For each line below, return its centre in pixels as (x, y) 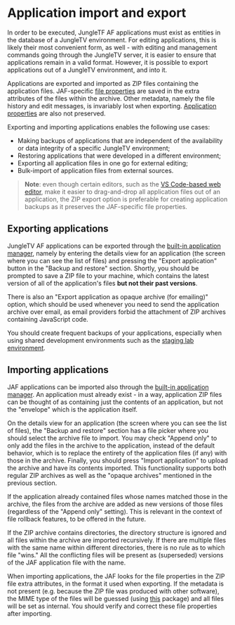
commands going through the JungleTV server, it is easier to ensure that (112, 55)
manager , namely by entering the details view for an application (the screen (116, 253)
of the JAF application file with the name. (67, 562)
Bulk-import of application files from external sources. (95, 170)
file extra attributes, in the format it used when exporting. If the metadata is (116, 583)
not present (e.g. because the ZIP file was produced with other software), (113, 591)
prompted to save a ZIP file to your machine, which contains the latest (108, 275)
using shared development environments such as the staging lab (101, 340)
